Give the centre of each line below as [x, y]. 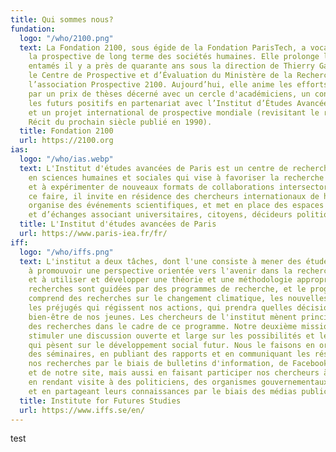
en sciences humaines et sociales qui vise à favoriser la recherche [176, 177]
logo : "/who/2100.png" [66, 38]
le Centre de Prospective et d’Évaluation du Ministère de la [160, 76]
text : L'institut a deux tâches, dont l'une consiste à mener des [160, 261]
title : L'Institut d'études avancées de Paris [118, 224]
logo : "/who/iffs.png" [66, 252]
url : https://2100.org [66, 141]
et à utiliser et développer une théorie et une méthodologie [160, 280]
